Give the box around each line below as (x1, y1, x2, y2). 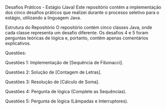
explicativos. (5, 40, 31, 46)
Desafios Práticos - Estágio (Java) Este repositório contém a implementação (5, 4, 162, 10)
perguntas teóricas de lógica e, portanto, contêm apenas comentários (5, 35, 149, 41)
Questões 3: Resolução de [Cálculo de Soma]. (5, 79, 99, 85)
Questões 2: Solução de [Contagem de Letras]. (5, 69, 102, 75)
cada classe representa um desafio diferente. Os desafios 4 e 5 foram (5, 30, 149, 35)
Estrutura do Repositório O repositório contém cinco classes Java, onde (5, 24, 153, 30)
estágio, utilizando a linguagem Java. (5, 15, 82, 20)
